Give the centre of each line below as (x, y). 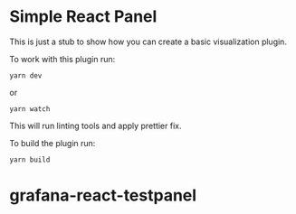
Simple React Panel (83, 17)
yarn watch (30, 109)
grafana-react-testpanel (103, 195)
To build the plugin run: (53, 143)
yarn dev (26, 75)
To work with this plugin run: (62, 59)
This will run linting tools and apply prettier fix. (95, 126)
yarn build (30, 160)
